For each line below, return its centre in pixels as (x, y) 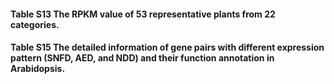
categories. (35, 24)
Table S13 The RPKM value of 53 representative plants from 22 (143, 14)
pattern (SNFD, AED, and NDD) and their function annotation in (142, 58)
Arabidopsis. (38, 69)
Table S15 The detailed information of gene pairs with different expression (167, 47)
